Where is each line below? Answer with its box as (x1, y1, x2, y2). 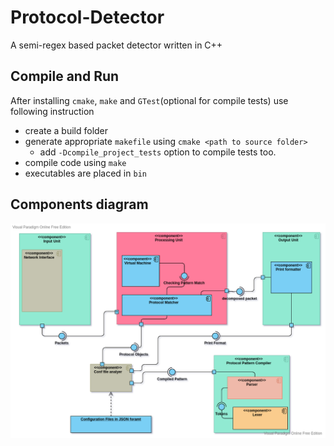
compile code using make (24, 156, 127, 168)
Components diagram (10, 196, 149, 213)
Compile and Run (10, 68, 120, 85)
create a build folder (24, 124, 109, 136)
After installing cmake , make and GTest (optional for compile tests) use (10, 94, 289, 106)
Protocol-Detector (10, 6, 165, 29)
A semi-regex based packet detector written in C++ (10, 39, 223, 51)
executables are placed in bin (24, 167, 147, 179)
